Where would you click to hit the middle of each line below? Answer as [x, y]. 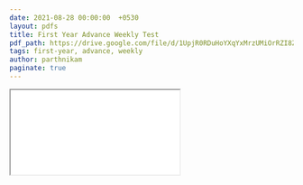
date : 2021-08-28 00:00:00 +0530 [74, 18]
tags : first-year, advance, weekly [76, 51]
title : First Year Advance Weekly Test [84, 34]
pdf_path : [28, 43]
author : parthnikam [46, 60]
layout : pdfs [34, 26]
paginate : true [38, 69]
